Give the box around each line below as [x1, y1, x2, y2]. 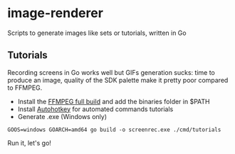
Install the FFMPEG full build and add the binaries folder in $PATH [17, 97, 210, 106]
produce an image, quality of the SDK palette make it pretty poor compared [7, 76, 229, 84]
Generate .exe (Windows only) [17, 112, 107, 120]
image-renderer [7, 5, 103, 21]
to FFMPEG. [7, 83, 43, 92]
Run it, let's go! [7, 138, 52, 147]
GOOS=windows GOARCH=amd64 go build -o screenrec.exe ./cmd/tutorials [7, 126, 221, 133]
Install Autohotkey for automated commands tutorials [17, 105, 174, 113]
